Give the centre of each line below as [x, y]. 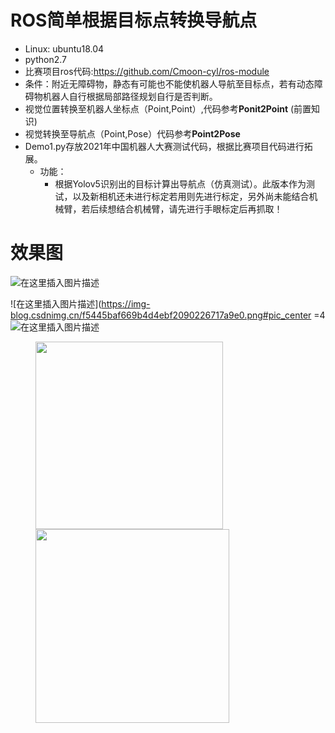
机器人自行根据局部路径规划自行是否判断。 [130, 96]
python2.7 [45, 59]
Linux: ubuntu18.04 [64, 48]
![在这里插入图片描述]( [56, 303]
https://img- [126, 303]
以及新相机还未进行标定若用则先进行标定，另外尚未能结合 [191, 196]
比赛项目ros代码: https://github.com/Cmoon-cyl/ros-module [147, 71]
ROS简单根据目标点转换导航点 [134, 20]
